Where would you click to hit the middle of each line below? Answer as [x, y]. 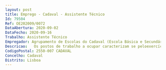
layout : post [19, 10]
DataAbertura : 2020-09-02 [32, 28]
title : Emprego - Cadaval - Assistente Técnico [55, 14]
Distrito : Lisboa [23, 60]
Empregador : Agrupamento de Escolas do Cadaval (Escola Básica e [74, 42]
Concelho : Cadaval [24, 55]
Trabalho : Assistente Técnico [36, 37]
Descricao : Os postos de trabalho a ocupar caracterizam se [70, 46]
